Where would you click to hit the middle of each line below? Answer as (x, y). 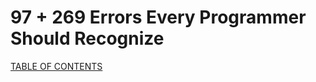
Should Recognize (87, 38)
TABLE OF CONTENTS (56, 66)
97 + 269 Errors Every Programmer (158, 17)
